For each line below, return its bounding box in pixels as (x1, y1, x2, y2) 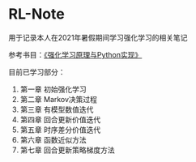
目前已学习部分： (8, 66, 66, 77)
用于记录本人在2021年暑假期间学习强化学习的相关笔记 (8, 32, 188, 42)
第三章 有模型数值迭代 (19, 104, 94, 114)
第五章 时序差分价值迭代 (19, 125, 101, 134)
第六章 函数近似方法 (19, 134, 87, 144)
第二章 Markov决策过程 (19, 94, 98, 104)
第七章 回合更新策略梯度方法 (19, 145, 115, 155)
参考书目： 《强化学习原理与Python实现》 (8, 49, 143, 59)
